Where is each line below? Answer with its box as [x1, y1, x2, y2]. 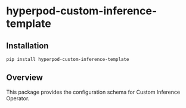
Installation [6, 41, 49, 51]
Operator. [6, 94, 30, 102]
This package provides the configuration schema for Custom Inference [6, 88, 181, 95]
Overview [6, 73, 44, 83]
